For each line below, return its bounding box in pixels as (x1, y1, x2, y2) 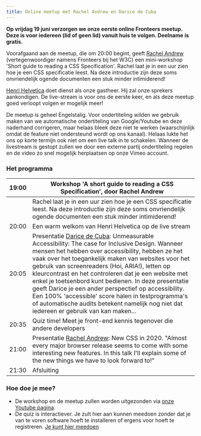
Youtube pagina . (14, 404, 56, 411)
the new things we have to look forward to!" (32, 356, 155, 365)
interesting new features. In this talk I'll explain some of (32, 348, 187, 357)
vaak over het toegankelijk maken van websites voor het (32, 254, 190, 263)
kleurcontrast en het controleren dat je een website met (32, 269, 188, 278)
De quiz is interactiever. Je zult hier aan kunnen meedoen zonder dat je (14, 410, 191, 417)
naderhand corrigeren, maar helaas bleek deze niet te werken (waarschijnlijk (6, 124, 195, 131)
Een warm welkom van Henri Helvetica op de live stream (32, 222, 191, 230)
